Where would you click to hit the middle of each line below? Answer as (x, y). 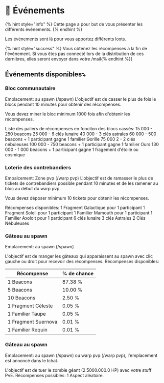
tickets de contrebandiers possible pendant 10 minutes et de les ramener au (82, 183)
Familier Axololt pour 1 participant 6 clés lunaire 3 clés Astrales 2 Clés (75, 218)
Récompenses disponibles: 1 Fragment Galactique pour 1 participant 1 (75, 207)
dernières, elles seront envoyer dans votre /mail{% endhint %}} (69, 59)
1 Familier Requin (27, 330)
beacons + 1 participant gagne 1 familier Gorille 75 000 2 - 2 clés (70, 139)
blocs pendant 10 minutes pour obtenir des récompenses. (63, 104)
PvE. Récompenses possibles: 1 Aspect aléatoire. (55, 375)
